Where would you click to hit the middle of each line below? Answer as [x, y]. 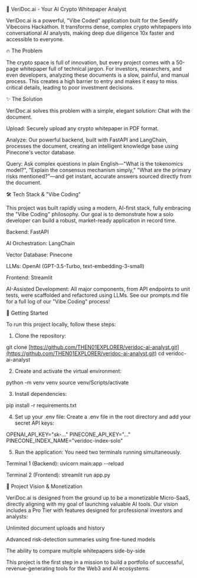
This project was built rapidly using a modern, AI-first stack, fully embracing [98, 208]
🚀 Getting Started [27, 313]
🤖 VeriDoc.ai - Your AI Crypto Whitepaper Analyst [66, 9]
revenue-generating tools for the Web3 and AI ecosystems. [78, 568]
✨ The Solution [24, 99]
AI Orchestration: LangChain [40, 243]
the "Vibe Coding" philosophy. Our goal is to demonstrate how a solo [90, 214]
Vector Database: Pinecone [39, 255]
